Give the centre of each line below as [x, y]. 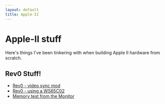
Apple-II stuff [33, 39]
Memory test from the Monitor [43, 96]
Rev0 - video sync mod [36, 86]
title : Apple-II [22, 14]
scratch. [14, 58]
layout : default [22, 10]
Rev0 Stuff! [23, 73]
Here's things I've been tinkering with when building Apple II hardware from [83, 53]
